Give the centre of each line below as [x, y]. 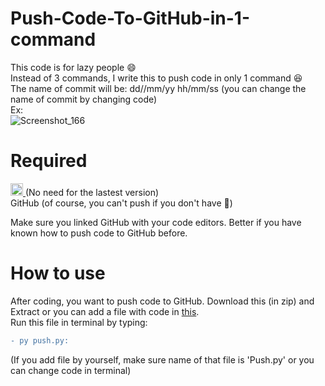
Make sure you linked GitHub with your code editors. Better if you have [156, 222]
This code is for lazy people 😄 [73, 67]
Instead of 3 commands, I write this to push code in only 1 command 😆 [156, 78]
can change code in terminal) [71, 370]
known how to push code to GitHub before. [99, 233]
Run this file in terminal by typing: [79, 322]
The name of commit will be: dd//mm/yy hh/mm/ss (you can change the [158, 88]
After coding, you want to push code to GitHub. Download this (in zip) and [162, 301]
